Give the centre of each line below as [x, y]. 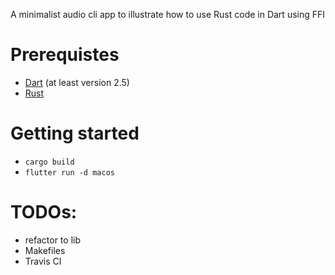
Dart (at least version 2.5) [77, 82]
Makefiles [45, 250]
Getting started [75, 133]
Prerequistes [65, 55]
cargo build [49, 162]
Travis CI [43, 261]
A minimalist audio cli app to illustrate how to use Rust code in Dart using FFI [168, 14]
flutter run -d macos [69, 172]
